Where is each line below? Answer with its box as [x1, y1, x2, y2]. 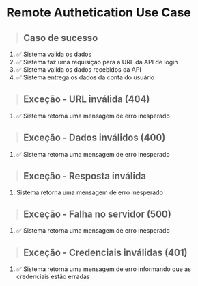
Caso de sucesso [23, 32, 98, 44]
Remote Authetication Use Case [6, 5, 192, 21]
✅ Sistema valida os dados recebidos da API [16, 66, 141, 73]
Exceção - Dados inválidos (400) [23, 132, 166, 144]
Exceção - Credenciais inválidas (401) [23, 246, 188, 258]
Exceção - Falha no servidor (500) [23, 208, 171, 220]
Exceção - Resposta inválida [23, 170, 147, 182]
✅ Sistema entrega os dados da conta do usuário [16, 73, 155, 81]
